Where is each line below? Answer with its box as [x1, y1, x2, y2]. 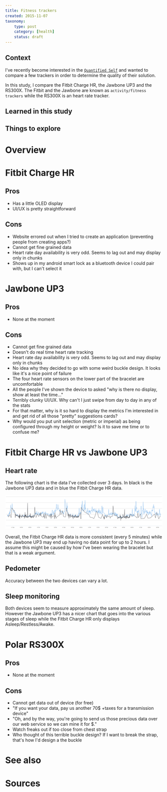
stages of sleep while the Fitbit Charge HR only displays [5, 616, 120, 622]
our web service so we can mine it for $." [12, 721, 97, 727]
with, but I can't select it [12, 266, 62, 272]
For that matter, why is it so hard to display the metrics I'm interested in [12, 408, 159, 414]
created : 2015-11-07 [5, 13, 48, 19]
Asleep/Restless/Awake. [5, 621, 55, 627]
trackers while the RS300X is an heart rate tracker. [5, 93, 110, 99]
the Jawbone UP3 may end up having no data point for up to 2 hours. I [5, 539, 150, 545]
